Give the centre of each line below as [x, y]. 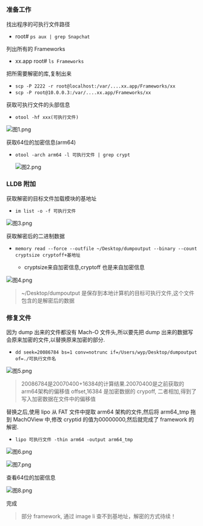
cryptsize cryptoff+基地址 [48, 255]
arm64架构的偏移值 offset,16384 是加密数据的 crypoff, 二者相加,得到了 [109, 391]
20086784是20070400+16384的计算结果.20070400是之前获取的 [103, 384]
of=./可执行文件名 [35, 359]
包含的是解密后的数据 [48, 300]
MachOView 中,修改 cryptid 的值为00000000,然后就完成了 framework [100, 420]
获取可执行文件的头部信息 [38, 104]
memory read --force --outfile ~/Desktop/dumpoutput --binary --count [106, 248]
